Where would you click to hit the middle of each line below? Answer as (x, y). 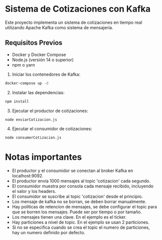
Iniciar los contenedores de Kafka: (46, 74)
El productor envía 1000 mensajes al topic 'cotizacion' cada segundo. (81, 181)
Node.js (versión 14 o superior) (43, 60)
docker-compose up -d (27, 83)
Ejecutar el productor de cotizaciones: (50, 111)
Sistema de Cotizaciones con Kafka (78, 9)
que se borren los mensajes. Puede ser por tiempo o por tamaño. (77, 212)
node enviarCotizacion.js (31, 120)
